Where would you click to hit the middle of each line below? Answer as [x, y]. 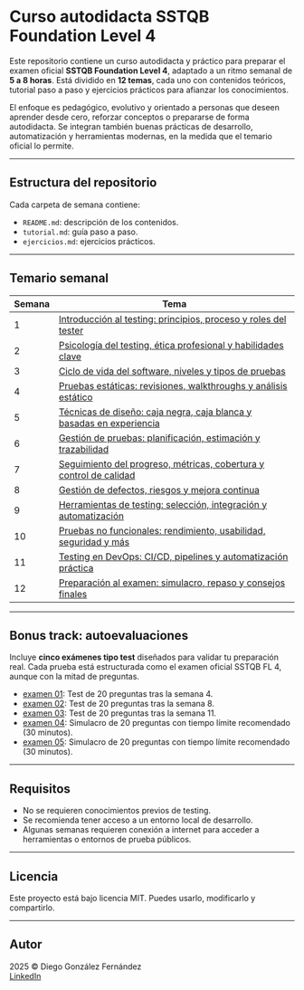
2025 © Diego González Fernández [76, 966]
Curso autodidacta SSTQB [109, 17]
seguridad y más [94, 542]
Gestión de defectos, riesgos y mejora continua [159, 490]
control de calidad [97, 475]
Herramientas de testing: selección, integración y [163, 504]
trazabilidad [84, 449]
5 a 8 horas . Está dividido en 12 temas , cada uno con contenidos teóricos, [148, 80]
